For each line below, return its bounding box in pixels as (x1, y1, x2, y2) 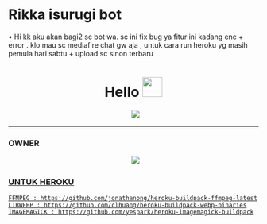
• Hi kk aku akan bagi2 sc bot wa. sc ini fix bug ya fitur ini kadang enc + (8, 32, 244, 41)
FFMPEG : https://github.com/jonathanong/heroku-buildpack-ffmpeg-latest (8, 195, 258, 203)
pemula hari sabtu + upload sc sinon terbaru (8, 48, 153, 58)
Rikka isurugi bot (8, 6, 122, 24)
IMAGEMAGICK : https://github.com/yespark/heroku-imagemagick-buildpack (8, 208, 254, 216)
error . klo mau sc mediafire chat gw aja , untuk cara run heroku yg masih (8, 40, 248, 49)
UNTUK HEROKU (8, 176, 75, 187)
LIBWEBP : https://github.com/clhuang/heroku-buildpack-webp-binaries (8, 201, 247, 210)
